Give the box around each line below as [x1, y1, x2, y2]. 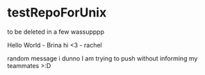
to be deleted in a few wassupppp [7, 28, 104, 36]
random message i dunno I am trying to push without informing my [7, 54, 198, 63]
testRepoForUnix [7, 5, 107, 21]
